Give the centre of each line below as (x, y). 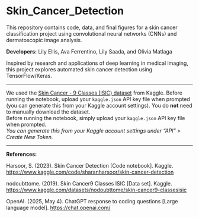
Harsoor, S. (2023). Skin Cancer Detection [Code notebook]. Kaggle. (90, 165)
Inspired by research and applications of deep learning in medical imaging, (97, 63)
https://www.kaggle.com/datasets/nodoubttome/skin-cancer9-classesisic (97, 190)
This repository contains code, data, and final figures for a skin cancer (92, 27)
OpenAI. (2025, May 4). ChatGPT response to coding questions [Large (92, 201)
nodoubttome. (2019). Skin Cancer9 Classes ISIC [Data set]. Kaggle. (89, 183)
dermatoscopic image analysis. (44, 40)
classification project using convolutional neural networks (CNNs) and (92, 33)
